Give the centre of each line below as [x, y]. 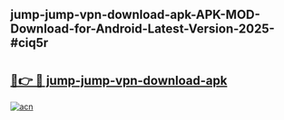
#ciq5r [29, 43]
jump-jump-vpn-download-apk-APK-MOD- [136, 15]
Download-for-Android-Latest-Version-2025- [142, 29]
